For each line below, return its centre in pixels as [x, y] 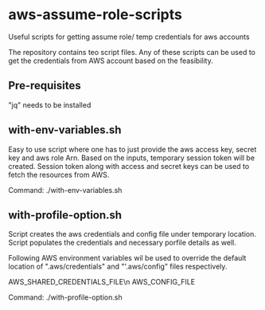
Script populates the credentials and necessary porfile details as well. [122, 243]
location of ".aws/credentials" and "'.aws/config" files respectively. [118, 267]
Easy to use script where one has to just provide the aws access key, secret [132, 149]
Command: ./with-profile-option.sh [65, 297]
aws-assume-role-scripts [95, 15]
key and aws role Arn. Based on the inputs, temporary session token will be [132, 158]
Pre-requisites [45, 86]
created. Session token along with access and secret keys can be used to [129, 166]
